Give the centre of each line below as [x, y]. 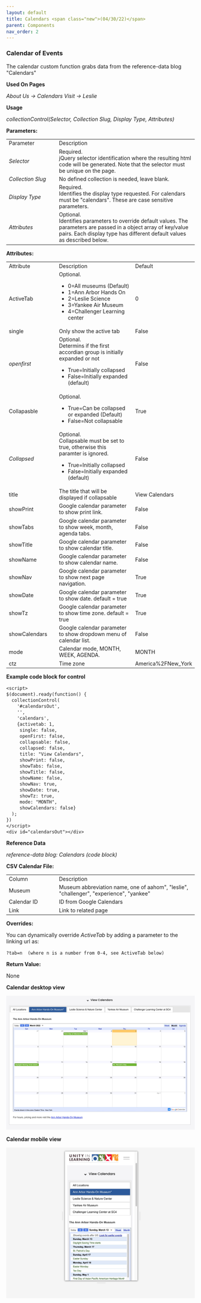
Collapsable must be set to [92, 440]
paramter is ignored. [84, 453]
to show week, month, [86, 527]
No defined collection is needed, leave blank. [114, 179]
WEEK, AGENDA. [80, 655]
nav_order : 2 [22, 32]
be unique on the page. [87, 171]
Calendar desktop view [36, 988]
